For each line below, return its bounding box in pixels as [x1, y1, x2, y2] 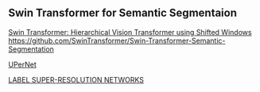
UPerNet [8, 59, 37, 69]
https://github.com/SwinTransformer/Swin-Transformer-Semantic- [8, 36, 226, 45]
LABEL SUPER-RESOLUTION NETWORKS [8, 75, 145, 84]
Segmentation [8, 44, 54, 54]
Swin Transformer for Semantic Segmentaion [8, 6, 237, 20]
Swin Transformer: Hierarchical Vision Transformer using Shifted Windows [8, 27, 252, 36]
